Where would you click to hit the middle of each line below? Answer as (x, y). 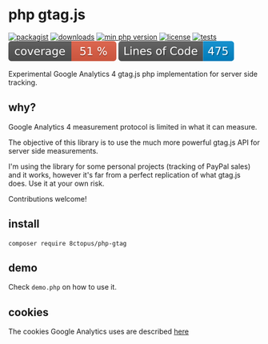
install (24, 224)
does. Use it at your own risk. (56, 183)
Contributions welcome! (48, 198)
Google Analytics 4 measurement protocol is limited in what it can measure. (133, 126)
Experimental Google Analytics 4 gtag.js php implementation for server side (133, 74)
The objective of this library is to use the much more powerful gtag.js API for (134, 142)
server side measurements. (53, 150)
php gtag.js (47, 15)
